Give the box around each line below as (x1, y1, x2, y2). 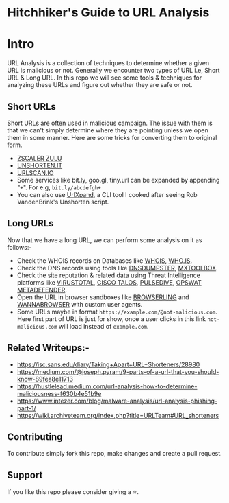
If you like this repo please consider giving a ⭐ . (7, 488, 139, 496)
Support (7, 469, 43, 481)
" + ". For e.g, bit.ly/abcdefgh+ (16, 183, 101, 191)
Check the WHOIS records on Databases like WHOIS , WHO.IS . (16, 256, 193, 265)
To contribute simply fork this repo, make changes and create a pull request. (7, 449, 222, 458)
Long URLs (7, 218, 54, 229)
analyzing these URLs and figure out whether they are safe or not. (7, 81, 193, 89)
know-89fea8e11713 (16, 375, 74, 383)
